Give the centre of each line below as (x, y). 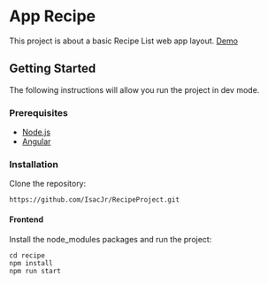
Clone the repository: (48, 184)
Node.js (36, 132)
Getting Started (53, 69)
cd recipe (27, 255)
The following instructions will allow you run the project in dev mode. (134, 89)
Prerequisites (38, 112)
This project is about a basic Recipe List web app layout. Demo (124, 41)
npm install (31, 263)
